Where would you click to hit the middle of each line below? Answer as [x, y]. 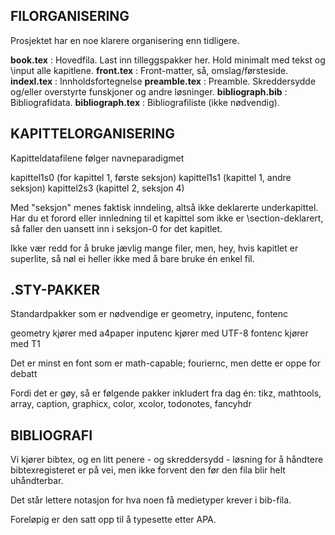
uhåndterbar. [37, 481]
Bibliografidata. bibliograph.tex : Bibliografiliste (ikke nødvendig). [145, 102]
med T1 [25, 344]
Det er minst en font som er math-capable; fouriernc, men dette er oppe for [166, 363]
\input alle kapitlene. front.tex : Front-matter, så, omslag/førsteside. [149, 70]
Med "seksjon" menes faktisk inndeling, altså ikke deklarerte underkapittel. [164, 207]
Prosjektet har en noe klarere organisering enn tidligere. [125, 40]
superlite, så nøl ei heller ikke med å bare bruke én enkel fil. [132, 258]
